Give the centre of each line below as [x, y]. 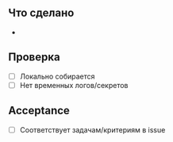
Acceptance [39, 111]
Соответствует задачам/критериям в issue [92, 129]
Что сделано [41, 13]
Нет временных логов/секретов [74, 85]
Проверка [35, 58]
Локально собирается [57, 76]
